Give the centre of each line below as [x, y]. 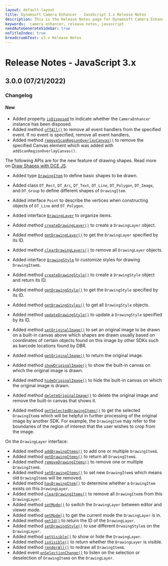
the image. [23, 431]
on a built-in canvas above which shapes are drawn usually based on [83, 335]
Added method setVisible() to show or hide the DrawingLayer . [77, 536]
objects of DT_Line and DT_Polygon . [48, 205]
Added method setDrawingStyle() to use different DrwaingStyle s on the [86, 526]
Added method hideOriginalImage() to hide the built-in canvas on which [87, 380]
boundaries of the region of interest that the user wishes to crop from [84, 426]
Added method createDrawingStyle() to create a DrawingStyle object [83, 275]
